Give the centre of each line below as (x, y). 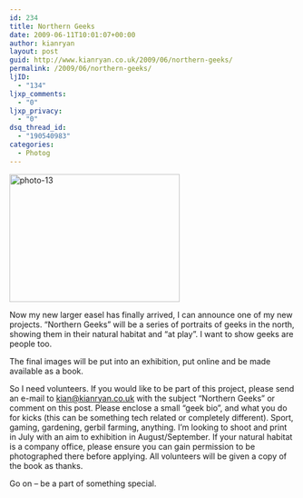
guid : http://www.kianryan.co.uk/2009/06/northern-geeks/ (121, 60)
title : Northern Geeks (52, 26)
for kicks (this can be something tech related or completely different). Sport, (151, 417)
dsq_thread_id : (38, 128)
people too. (31, 344)
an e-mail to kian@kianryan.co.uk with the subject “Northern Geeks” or (142, 398)
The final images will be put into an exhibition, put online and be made (140, 361)
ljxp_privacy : (36, 111)
